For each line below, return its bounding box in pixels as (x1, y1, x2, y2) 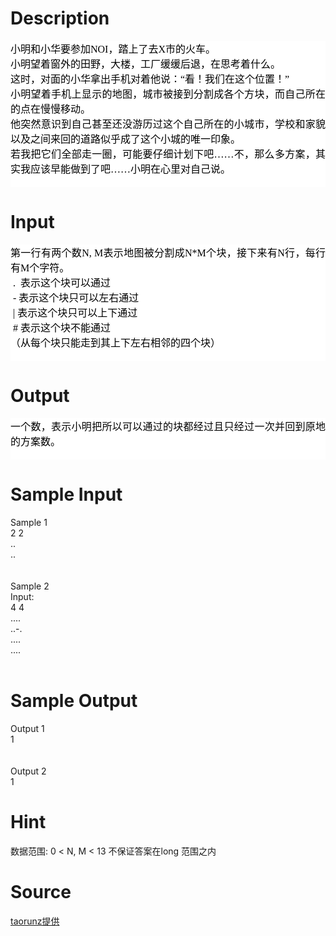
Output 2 (10, 765, 47, 777)
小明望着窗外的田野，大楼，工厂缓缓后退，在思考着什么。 (10, 58, 282, 70)
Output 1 (10, 722, 45, 734)
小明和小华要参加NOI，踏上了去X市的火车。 (10, 43, 216, 55)
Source (10, 880, 72, 903)
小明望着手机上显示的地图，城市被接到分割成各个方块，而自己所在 (10, 88, 326, 100)
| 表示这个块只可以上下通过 (13, 307, 138, 319)
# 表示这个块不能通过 (13, 322, 112, 334)
